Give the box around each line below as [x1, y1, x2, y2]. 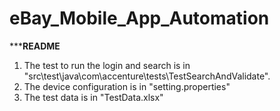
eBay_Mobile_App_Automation [9, 7, 270, 30]
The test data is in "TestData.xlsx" [23, 91, 164, 103]
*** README [9, 40, 61, 52]
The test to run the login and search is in [23, 59, 191, 71]
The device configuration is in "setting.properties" [23, 80, 231, 92]
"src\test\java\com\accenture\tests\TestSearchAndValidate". [23, 70, 271, 82]
